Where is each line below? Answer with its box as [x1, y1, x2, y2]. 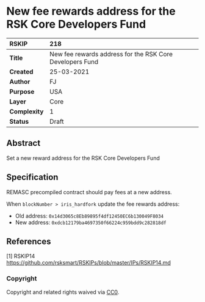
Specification [6, 172, 59, 183]
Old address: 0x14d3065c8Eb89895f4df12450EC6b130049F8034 [15, 212, 164, 219]
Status [9, 117, 29, 126]
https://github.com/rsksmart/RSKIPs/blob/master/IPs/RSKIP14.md [6, 259, 171, 266]
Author [9, 77, 31, 86]
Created [9, 67, 34, 76]
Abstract [6, 138, 41, 148]
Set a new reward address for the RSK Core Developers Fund [6, 154, 160, 162]
